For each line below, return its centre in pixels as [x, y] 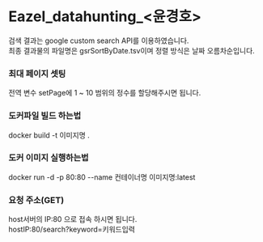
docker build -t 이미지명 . [49, 135]
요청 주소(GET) [36, 200]
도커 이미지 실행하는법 [49, 158]
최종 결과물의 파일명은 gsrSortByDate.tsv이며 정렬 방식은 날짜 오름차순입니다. [131, 50]
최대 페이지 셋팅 [37, 74]
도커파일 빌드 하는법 [45, 116]
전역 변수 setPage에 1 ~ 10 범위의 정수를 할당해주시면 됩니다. [105, 93]
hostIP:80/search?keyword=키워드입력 [72, 229]
